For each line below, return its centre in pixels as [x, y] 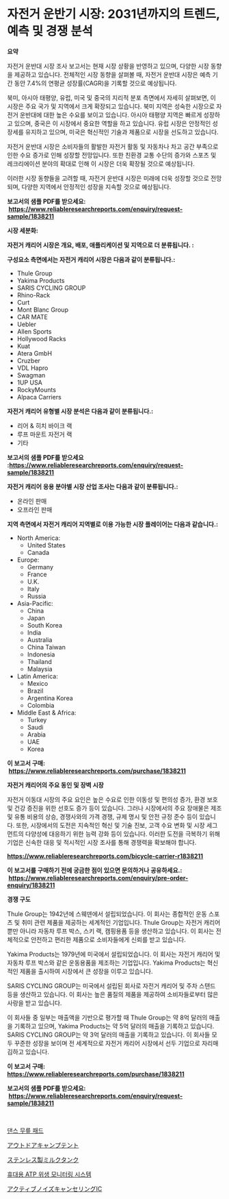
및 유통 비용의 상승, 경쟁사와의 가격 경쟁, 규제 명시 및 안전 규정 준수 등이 [103, 817]
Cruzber [29, 360]
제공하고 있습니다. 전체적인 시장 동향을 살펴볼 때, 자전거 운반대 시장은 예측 [112, 74]
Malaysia [40, 669]
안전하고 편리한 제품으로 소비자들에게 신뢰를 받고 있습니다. [108, 939]
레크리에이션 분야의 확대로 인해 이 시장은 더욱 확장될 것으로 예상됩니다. [101, 163]
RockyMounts [37, 390]
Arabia [37, 734]
